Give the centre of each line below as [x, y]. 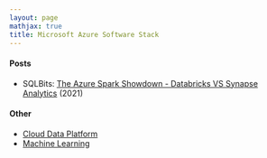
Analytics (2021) [53, 93]
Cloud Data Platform [60, 134]
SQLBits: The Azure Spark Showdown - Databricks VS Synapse [140, 83]
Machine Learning [56, 143]
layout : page [34, 18]
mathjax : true [36, 26]
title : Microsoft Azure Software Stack [84, 34]
